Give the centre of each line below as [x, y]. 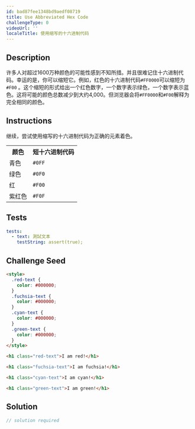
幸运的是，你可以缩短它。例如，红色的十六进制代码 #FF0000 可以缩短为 [101, 80]
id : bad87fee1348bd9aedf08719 [43, 12]
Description [28, 58]
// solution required [33, 420]
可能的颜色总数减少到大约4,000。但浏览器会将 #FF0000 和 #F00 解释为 [108, 95]
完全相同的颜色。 [27, 102]
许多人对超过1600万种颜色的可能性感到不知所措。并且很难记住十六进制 [92, 72]
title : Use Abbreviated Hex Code [47, 17]
